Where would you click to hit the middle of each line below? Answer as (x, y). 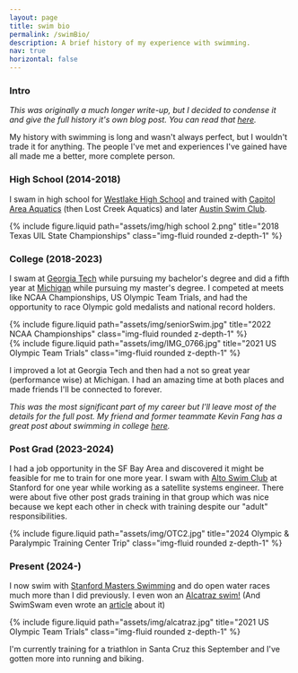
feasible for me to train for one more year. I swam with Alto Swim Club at (143, 478)
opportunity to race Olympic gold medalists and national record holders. (142, 307)
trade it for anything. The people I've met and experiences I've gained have (148, 147)
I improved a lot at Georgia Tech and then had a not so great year (130, 370)
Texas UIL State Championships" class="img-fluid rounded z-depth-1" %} (146, 235)
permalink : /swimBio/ (50, 34)
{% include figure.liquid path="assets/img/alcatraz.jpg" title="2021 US (139, 622)
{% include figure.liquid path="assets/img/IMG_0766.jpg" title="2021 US (143, 343)
